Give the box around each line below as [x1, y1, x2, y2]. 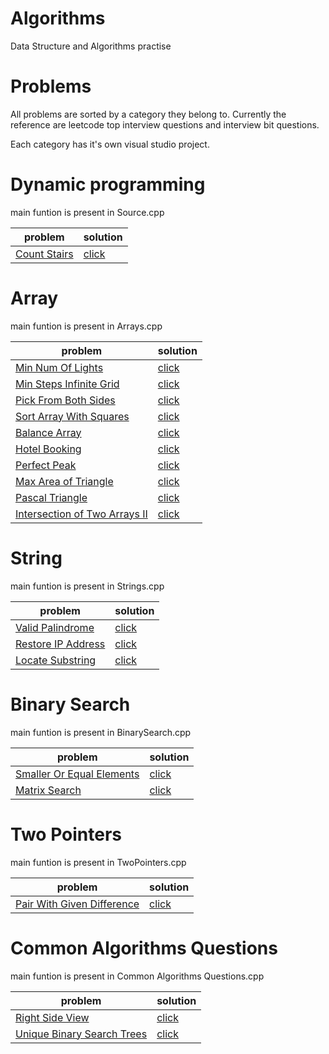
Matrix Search [15, 783, 82, 797]
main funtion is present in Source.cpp [10, 206, 165, 218]
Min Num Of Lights [15, 360, 104, 374]
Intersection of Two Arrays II [15, 507, 148, 521]
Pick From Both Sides [15, 393, 116, 407]
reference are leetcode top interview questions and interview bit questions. [10, 118, 320, 131]
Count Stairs [15, 247, 74, 261]
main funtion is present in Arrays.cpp [10, 320, 163, 332]
